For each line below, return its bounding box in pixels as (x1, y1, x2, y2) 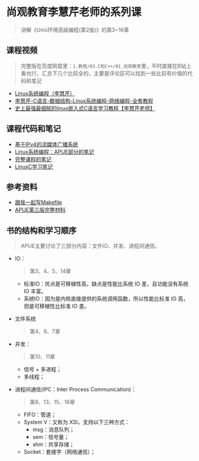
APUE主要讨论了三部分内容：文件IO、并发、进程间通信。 (20, 242, 160, 250)
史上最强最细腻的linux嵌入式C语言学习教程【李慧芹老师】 (14, 105, 156, 112)
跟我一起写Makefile (14, 199, 62, 206)
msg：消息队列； (32, 426, 75, 433)
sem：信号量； (32, 434, 70, 441)
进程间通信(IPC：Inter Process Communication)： (14, 386, 137, 393)
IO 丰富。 (23, 288, 46, 295)
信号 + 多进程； (23, 366, 62, 373)
